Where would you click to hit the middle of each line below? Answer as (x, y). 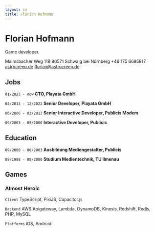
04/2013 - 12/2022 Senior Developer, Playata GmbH (58, 103)
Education (21, 138)
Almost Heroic (22, 188)
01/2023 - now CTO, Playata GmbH (40, 94)
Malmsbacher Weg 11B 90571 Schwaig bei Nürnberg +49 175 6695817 (76, 61)
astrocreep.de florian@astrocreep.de (42, 67)
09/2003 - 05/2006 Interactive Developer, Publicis (56, 123)
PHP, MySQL (18, 214)
